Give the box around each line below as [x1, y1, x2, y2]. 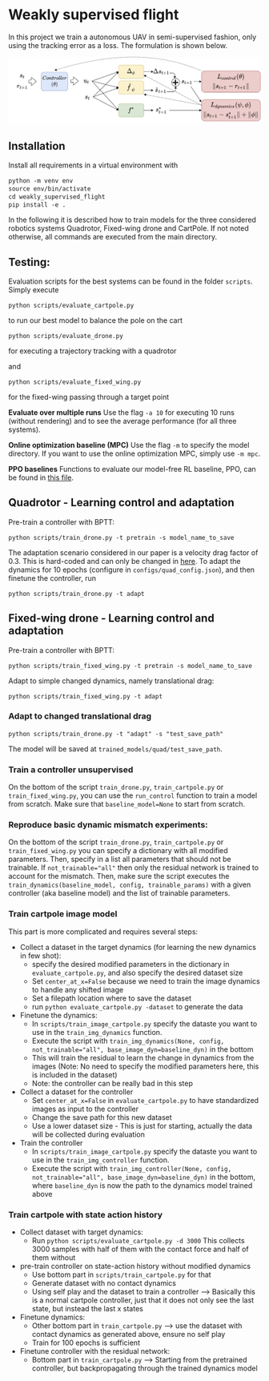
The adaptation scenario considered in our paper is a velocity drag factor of [8, 547, 259, 558]
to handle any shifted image [31, 984, 124, 994]
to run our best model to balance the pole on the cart [8, 315, 183, 325]
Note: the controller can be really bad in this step [31, 1078, 194, 1088]
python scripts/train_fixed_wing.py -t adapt [8, 692, 163, 700]
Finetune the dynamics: [19, 1010, 98, 1020]
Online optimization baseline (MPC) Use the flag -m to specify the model [8, 440, 250, 449]
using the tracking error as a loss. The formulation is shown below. [8, 40, 228, 50]
